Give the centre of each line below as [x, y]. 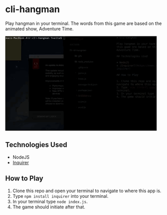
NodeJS [21, 157]
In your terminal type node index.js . [50, 201]
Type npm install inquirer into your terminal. [60, 196]
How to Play [24, 178]
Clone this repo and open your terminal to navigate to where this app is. [87, 191]
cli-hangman [33, 9]
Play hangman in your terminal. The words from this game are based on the [83, 23]
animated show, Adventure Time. [40, 28]
